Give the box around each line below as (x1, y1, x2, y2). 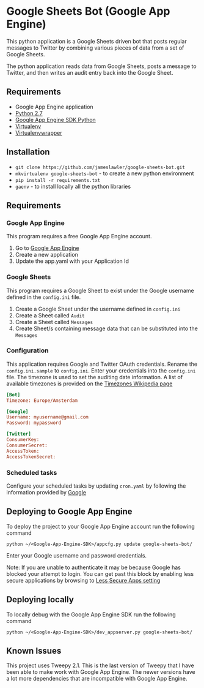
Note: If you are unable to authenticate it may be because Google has (6, 564, 181, 571)
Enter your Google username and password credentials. (6, 551, 147, 559)
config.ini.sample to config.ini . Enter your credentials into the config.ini (6, 366, 196, 374)
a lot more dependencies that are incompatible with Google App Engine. (6, 675, 188, 682)
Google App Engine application (15, 103, 93, 110)
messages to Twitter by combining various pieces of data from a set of (6, 44, 184, 51)
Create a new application (15, 251, 78, 259)
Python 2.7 (15, 109, 43, 117)
